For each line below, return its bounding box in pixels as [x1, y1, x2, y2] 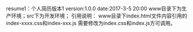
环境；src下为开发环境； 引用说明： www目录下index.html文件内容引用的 [11, 12, 187, 19]
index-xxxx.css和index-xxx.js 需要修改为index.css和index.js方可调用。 [6, 20, 176, 26]
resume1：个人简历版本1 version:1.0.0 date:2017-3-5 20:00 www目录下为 [6, 5, 182, 12]
